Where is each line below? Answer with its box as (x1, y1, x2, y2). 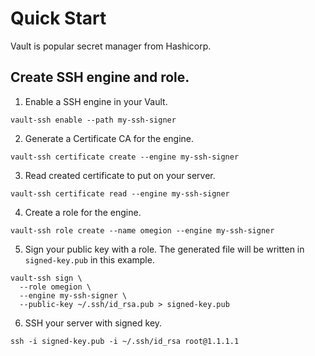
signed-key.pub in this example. (24, 253, 155, 266)
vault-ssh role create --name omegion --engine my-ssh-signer (10, 225, 275, 236)
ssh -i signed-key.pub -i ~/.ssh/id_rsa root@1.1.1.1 (10, 336, 240, 346)
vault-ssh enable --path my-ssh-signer (10, 115, 177, 125)
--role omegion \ (19, 282, 92, 292)
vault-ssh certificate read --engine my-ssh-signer (10, 188, 230, 199)
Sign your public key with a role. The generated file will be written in (24, 243, 305, 255)
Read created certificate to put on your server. (24, 169, 216, 181)
